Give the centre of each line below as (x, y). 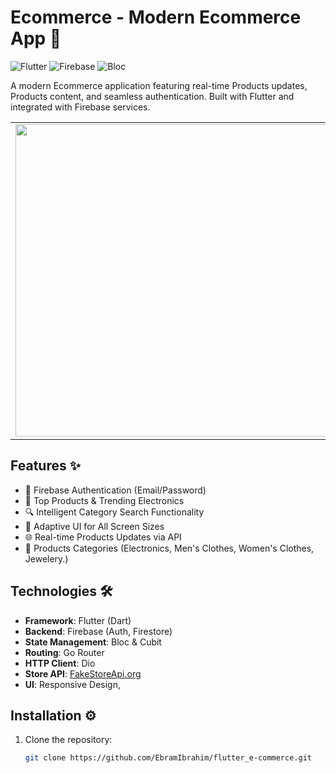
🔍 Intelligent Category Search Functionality (114, 512)
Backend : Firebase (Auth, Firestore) (98, 631)
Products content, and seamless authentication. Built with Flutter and (152, 96)
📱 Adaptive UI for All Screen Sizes (94, 526)
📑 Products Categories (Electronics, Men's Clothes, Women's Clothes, (169, 548)
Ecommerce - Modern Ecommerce (156, 17)
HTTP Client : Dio (60, 663)
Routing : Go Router (64, 652)
